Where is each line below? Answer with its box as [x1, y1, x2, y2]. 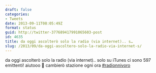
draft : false [5, 7, 32, 12]
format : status [5, 25, 36, 30]
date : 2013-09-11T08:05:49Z [5, 21, 63, 26]
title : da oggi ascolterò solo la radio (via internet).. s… [5, 39, 133, 44]
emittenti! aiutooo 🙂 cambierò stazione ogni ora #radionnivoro [5, 62, 130, 68]
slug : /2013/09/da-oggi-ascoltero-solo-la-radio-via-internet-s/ [5, 44, 142, 49]
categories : [5, 12, 30, 17]
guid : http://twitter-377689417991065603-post [5, 30, 102, 35]
